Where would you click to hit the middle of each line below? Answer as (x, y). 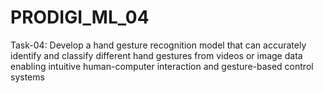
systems (27, 77)
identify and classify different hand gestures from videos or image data (156, 55)
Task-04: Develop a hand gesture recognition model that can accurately (158, 45)
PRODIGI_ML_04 (80, 17)
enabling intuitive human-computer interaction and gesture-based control (162, 66)
